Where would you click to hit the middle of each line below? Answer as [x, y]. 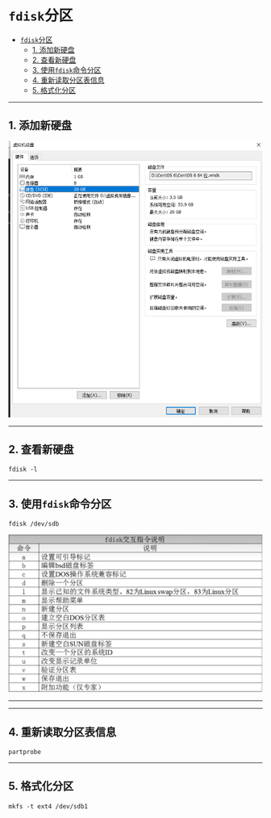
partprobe [25, 752]
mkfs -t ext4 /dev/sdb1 [48, 806]
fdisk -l [23, 470]
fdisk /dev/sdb [34, 524]
